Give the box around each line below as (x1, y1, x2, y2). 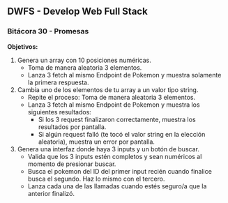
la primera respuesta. (27, 78, 89, 87)
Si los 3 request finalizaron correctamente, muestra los (38, 115, 197, 123)
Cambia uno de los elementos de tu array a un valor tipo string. (17, 85, 199, 93)
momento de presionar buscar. (27, 160, 116, 168)
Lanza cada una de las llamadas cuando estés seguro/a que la (27, 181, 207, 190)
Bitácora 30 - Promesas (7, 27, 89, 36)
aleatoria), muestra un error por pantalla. (38, 137, 155, 146)
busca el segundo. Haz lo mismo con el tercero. (27, 174, 165, 183)
